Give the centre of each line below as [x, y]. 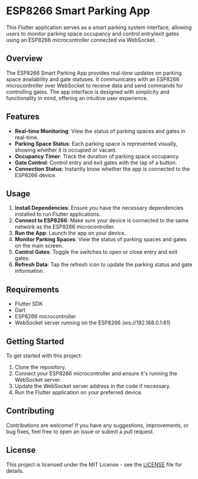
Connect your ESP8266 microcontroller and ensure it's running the [96, 373]
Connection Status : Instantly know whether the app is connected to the [102, 169]
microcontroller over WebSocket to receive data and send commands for [95, 85]
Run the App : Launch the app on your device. [70, 233]
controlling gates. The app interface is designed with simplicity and [88, 92]
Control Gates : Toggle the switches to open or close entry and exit [96, 252]
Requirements [33, 290]
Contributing [30, 411]
